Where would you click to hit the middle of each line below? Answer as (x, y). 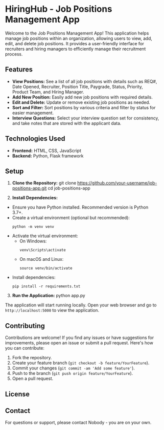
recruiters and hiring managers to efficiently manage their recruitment (75, 49)
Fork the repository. (32, 358)
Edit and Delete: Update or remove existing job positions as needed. (81, 102)
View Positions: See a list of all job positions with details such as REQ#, (85, 81)
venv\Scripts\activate (43, 250)
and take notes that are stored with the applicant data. (67, 123)
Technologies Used (35, 139)
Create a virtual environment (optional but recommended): (71, 218)
